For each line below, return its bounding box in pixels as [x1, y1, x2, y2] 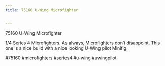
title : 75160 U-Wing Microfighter [5, 7, 79, 13]
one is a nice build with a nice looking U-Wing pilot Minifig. [5, 45, 128, 51]
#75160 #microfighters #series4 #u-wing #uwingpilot [5, 55, 117, 61]
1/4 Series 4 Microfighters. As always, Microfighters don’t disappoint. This [5, 40, 160, 46]
